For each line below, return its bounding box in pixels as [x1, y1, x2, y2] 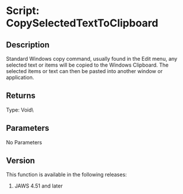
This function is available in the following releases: [6, 171, 127, 178]
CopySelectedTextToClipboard [6, 16, 159, 30]
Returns [6, 91, 36, 101]
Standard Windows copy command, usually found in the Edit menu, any [6, 56, 178, 62]
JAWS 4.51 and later [14, 182, 63, 189]
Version [6, 156, 35, 166]
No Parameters [6, 138, 43, 145]
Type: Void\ [6, 106, 34, 113]
